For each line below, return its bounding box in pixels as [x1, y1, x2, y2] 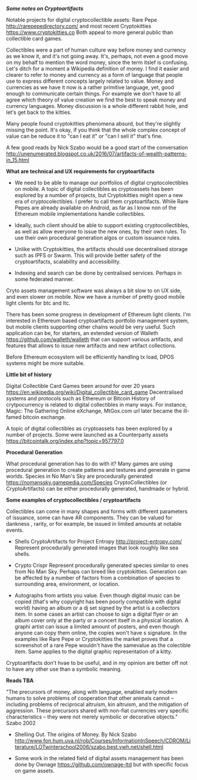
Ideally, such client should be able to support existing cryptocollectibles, [14, 222, 189, 228]
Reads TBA [6, 677, 34, 684]
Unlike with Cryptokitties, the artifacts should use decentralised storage [14, 246, 188, 252]
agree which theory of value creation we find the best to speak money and [6, 96, 186, 103]
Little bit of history [6, 371, 52, 378]
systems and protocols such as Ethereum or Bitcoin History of [6, 395, 156, 401]
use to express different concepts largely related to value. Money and [6, 77, 174, 85]
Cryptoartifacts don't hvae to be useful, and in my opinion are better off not [6, 660, 188, 666]
